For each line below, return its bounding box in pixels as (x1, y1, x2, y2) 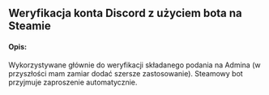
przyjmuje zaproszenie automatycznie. (8, 77, 138, 87)
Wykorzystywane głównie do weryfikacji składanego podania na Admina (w (8, 60, 261, 70)
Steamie (8, 19, 51, 33)
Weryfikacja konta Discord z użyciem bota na (8, 6, 243, 20)
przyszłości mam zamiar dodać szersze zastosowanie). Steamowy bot (8, 68, 243, 78)
